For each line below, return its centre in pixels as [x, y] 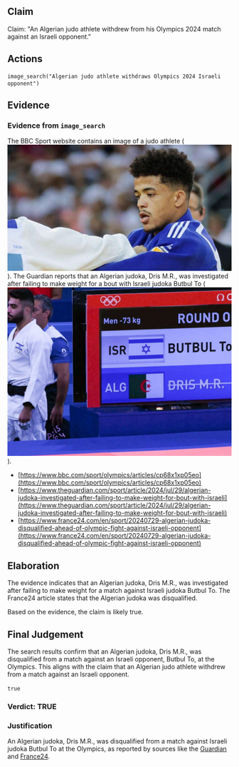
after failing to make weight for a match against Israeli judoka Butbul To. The [119, 591]
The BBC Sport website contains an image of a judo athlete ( [96, 141]
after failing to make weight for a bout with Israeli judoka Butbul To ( [107, 284]
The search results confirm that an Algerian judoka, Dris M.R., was [105, 651]
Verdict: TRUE [32, 706]
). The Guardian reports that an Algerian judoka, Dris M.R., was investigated [118, 276]
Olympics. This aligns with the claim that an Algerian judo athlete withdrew [116, 667]
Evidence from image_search [56, 126]
